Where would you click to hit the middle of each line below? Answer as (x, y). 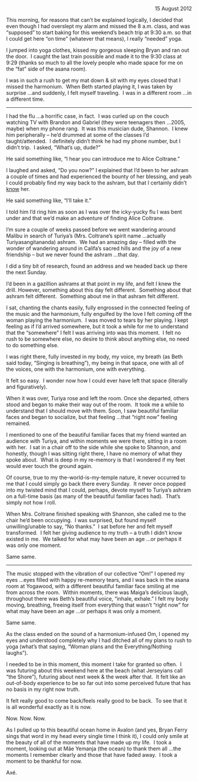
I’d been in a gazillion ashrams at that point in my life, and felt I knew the (93, 284)
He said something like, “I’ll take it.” (49, 200)
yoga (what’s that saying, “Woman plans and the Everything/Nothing (89, 647)
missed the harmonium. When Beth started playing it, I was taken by (89, 87)
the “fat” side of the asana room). (47, 69)
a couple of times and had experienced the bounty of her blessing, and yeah (99, 177)
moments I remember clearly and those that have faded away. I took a (92, 755)
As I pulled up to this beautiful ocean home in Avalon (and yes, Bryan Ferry (97, 730)
